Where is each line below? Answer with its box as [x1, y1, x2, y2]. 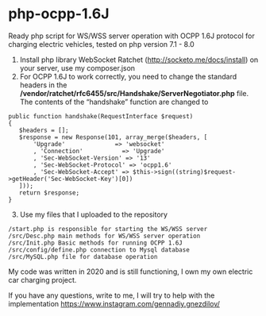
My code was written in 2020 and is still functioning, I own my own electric [8, 267, 253, 276]
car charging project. [8, 275, 77, 284]
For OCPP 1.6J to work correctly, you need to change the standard [19, 71, 237, 81]
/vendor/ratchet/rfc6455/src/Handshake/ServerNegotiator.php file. [19, 88, 249, 98]
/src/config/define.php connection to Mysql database [8, 245, 191, 254]
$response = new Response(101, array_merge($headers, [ [18, 133, 208, 141]
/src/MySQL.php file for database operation [8, 252, 158, 260]
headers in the [19, 80, 67, 90]
